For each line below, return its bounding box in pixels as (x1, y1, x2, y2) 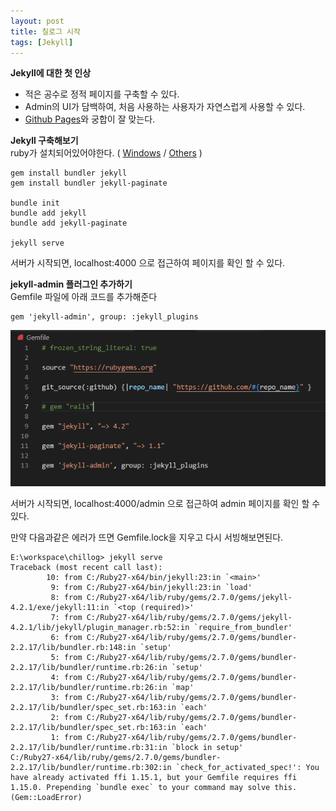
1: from (50, 732, 83, 742)
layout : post (10, 16, 65, 26)
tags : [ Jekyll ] (10, 37, 74, 47)
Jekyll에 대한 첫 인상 (10, 67, 92, 79)
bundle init (10, 198, 60, 209)
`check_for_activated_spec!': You (175, 762, 320, 772)
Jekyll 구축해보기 (10, 135, 79, 147)
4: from (50, 672, 83, 682)
